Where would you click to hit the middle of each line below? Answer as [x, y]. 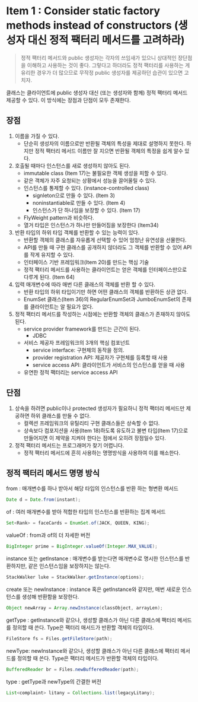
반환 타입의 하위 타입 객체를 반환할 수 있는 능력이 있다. [77, 232]
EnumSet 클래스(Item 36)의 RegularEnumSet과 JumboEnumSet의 [102, 299]
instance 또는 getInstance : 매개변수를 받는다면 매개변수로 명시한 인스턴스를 [95, 558]
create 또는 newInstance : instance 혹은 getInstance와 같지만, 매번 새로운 [93, 589]
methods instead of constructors [89, 26]
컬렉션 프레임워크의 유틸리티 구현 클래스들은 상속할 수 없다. [92, 423]
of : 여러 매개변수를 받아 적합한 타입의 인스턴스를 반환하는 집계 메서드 [86, 512]
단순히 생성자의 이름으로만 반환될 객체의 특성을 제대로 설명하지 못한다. [104, 143]
